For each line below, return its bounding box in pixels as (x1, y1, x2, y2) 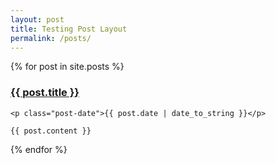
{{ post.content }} (10, 126, 92, 136)
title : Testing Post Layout (10, 24, 128, 34)
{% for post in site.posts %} (10, 61, 125, 73)
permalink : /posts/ (10, 33, 92, 43)
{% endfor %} (10, 143, 68, 155)
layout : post (10, 14, 65, 25)
